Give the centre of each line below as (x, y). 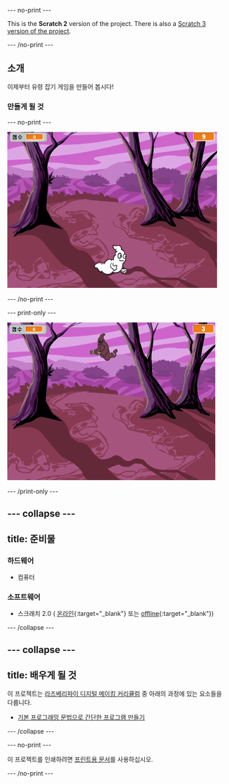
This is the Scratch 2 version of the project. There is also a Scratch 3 (107, 23)
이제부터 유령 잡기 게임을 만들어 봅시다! (61, 86)
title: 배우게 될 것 (42, 675)
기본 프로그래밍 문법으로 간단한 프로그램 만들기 (81, 717)
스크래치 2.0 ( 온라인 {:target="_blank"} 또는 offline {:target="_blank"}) (116, 614)
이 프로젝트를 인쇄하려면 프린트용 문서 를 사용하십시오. (80, 759)
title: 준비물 (32, 539)
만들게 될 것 (26, 106)
